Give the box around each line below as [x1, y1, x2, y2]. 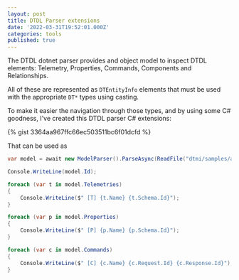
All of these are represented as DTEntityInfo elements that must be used [7, 85, 221, 94]
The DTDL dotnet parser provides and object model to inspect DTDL [7, 56, 208, 65]
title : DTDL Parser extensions [7, 17, 100, 24]
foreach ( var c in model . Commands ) [7, 246, 113, 253]
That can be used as [7, 141, 68, 150]
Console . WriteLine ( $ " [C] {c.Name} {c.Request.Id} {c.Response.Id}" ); [20, 259, 234, 266]
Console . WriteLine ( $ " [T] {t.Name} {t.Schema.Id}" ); [20, 194, 180, 201]
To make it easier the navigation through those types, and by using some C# [7, 107, 231, 115]
